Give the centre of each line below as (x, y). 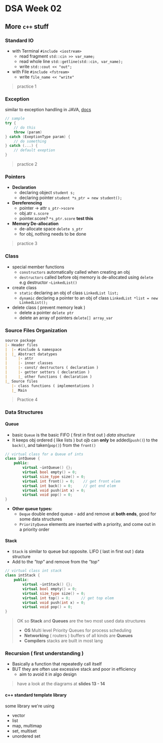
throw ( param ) (28, 132)
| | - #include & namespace (33, 349)
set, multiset (24, 731)
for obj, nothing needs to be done (53, 234)
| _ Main (19, 390)
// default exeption (34, 150)
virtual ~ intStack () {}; (48, 584)
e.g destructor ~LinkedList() (48, 282)
